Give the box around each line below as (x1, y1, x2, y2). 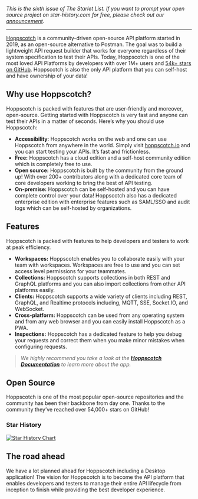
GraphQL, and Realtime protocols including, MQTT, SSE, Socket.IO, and (14, 299, 189, 306)
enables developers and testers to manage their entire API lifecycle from (6, 479, 181, 487)
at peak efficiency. (6, 244, 51, 251)
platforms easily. (14, 286, 55, 293)
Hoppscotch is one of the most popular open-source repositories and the (6, 393, 184, 401)
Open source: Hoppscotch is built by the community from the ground (14, 167, 184, 174)
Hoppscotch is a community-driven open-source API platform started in (6, 35, 181, 41)
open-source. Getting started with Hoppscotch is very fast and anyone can (6, 111, 189, 118)
